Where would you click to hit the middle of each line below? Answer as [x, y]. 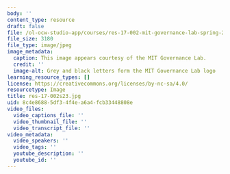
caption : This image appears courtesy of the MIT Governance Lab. [110, 58]
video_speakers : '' [41, 141]
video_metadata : [30, 134]
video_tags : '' [35, 147]
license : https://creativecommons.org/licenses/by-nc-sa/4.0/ [98, 84]
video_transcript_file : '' [52, 128]
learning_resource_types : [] [49, 77]
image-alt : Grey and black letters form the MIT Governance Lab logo [114, 71]
